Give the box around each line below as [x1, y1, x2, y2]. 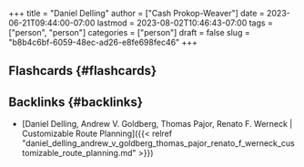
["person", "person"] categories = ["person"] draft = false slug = [8, 27, 251, 37]
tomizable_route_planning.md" [21, 148, 137, 159]
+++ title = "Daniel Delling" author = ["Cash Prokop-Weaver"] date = [8, 8, 265, 18]
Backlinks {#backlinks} [8, 94, 143, 110]
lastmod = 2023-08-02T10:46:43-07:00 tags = [96, 17, 274, 28]
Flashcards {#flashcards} [8, 63, 157, 78]
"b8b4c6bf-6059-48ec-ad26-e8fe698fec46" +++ [8, 37, 198, 47]
